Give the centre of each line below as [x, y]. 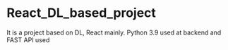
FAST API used [28, 39]
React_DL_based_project [82, 13]
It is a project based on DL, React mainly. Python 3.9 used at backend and [114, 32]
